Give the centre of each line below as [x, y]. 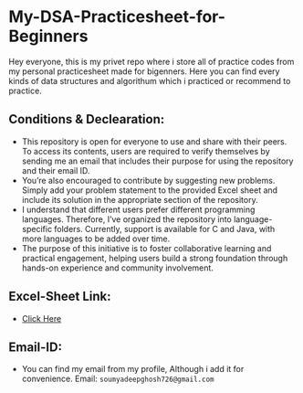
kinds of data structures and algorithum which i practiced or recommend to [150, 80]
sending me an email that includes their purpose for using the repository [157, 161]
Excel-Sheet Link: [60, 297]
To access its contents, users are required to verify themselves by [146, 151]
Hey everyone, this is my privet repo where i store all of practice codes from [151, 61]
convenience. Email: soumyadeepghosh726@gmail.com [118, 379]
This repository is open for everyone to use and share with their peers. [154, 141]
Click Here [42, 318]
